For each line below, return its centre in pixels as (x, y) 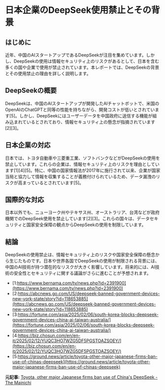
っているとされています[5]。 (55, 183)
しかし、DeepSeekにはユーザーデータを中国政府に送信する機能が (86, 116)
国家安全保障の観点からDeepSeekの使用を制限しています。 (86, 225)
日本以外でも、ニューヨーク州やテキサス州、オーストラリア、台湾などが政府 (82, 212)
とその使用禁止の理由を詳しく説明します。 (48, 74)
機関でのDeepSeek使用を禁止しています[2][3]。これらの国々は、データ (78, 219)
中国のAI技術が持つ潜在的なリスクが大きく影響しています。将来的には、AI (80, 267)
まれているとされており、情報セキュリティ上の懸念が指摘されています (84, 122)
